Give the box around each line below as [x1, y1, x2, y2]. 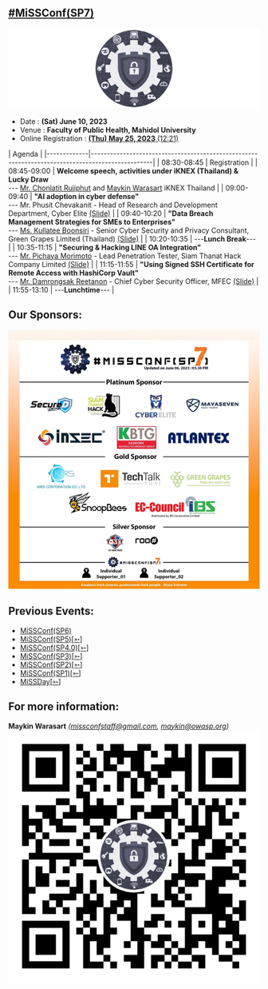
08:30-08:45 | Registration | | [160, 158, 258, 167]
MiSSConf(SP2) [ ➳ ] [19, 660, 83, 669]
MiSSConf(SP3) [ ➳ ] [19, 651, 83, 660]
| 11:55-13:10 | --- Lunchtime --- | [8, 285, 115, 294]
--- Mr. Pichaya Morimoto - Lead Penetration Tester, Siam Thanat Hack [8, 251, 242, 261]
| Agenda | [8, 149, 43, 158]
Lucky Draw [8, 174, 49, 184]
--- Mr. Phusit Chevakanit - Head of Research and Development [8, 200, 218, 209]
